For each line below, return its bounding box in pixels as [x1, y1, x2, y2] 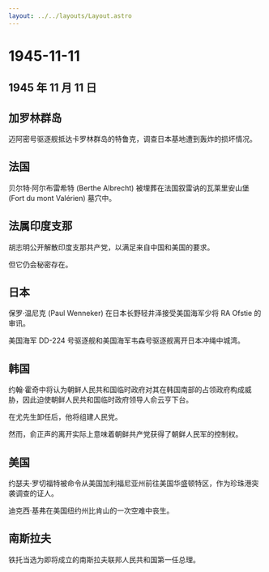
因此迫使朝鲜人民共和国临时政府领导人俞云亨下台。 [22, 395, 193, 405]
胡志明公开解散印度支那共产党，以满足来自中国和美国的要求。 [8, 242, 215, 252]
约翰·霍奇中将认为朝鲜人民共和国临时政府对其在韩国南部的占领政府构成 [8, 385, 246, 395]
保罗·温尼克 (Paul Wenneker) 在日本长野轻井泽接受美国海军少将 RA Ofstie [8, 309, 253, 318]
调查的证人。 [15, 489, 58, 498]
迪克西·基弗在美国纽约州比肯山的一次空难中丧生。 [8, 506, 174, 515]
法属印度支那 [8, 220, 73, 233]
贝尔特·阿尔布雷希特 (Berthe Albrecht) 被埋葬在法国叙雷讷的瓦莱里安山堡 [8, 183, 250, 193]
